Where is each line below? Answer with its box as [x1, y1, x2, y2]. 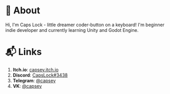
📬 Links [5, 46, 42, 58]
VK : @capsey [12, 83, 42, 89]
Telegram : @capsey [12, 77, 56, 84]
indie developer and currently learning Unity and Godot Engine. [5, 27, 139, 33]
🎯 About [5, 5, 40, 16]
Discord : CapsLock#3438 [12, 72, 68, 78]
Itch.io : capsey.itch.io [12, 66, 59, 72]
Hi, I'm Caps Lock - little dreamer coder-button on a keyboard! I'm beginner [5, 22, 165, 28]
